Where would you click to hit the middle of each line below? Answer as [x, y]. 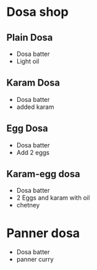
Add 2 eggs [33, 152]
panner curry [35, 260]
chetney [28, 205]
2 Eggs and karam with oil [53, 198]
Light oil [28, 61]
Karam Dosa [33, 83]
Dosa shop [37, 12]
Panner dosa [43, 233]
